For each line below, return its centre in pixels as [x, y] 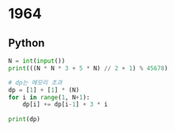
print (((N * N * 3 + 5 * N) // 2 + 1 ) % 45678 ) [88, 68]
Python [27, 43]
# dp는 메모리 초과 [35, 82]
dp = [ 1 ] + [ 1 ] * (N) [44, 90]
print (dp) [25, 119]
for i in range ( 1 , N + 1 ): [49, 97]
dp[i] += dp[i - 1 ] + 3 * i [65, 105]
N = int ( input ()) [37, 61]
